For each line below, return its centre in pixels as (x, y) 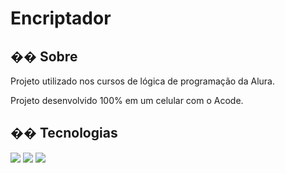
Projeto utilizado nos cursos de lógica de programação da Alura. (142, 81)
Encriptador (61, 18)
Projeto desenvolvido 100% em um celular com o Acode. (127, 100)
